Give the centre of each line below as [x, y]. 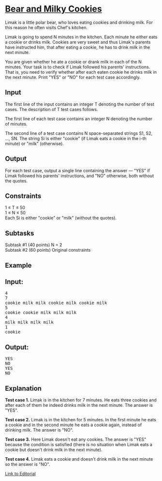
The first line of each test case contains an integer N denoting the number [79, 119]
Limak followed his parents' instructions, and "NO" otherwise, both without [79, 176]
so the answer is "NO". [28, 465]
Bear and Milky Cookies [54, 9]
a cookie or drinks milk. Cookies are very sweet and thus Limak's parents [78, 42]
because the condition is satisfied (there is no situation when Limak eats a [79, 445]
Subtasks [20, 233]
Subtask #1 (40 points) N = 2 [34, 245]
